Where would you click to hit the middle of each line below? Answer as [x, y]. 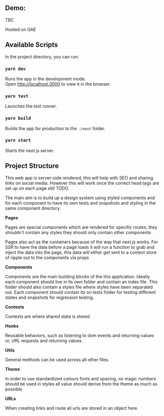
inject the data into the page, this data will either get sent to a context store [81, 252]
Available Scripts [31, 45]
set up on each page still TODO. [37, 188]
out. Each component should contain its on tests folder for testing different [81, 292]
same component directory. [33, 208]
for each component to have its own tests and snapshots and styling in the [81, 203]
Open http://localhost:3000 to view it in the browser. [58, 84]
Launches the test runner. [31, 106]
